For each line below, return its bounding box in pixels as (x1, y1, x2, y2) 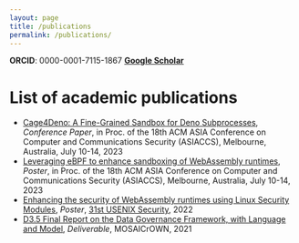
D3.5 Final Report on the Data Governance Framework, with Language (22, 214, 286, 225)
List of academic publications (9, 87, 238, 107)
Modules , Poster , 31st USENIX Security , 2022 (22, 204, 193, 215)
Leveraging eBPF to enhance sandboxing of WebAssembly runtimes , (22, 156, 281, 167)
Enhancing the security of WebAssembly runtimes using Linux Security (22, 195, 290, 206)
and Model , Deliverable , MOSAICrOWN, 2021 (22, 224, 192, 235)
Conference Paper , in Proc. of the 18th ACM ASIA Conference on (22, 127, 266, 137)
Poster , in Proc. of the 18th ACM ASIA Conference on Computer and (22, 166, 278, 177)
